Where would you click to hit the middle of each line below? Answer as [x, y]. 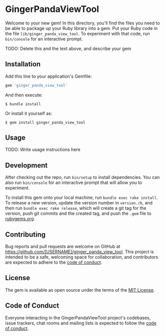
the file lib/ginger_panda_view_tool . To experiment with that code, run [78, 33]
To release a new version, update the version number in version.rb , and [79, 203]
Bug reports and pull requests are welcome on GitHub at [63, 247]
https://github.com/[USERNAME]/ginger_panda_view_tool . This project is [80, 252]
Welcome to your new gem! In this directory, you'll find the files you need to [82, 23]
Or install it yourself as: [29, 113]
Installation [23, 64]
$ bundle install [23, 104]
